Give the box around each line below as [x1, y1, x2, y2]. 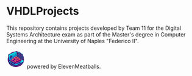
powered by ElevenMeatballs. [26, 63, 101, 70]
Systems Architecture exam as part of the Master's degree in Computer [6, 30, 186, 38]
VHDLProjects [6, 4, 79, 18]
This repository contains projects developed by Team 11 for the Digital [6, 24, 182, 32]
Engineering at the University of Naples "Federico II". [6, 37, 139, 44]
